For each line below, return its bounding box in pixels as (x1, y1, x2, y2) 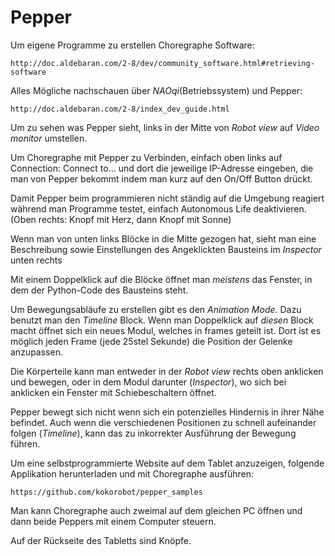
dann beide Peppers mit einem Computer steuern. (10, 515, 217, 527)
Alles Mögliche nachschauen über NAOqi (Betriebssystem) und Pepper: (10, 84, 303, 96)
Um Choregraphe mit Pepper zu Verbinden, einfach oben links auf (10, 151, 283, 163)
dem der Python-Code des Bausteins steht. (10, 284, 189, 296)
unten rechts (10, 254, 63, 266)
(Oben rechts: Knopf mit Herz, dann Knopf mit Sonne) (10, 213, 232, 225)
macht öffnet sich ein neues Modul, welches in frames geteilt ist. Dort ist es (10, 324, 322, 336)
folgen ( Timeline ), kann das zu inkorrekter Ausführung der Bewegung (10, 427, 297, 439)
